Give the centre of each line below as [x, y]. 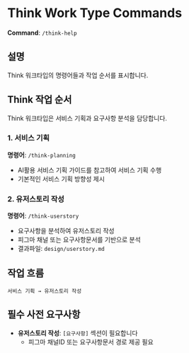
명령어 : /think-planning [42, 155]
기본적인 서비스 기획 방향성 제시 [61, 179]
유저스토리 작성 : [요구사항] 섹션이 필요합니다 [78, 333]
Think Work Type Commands [95, 13]
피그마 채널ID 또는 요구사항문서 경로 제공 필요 [91, 342]
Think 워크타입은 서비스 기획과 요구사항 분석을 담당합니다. [87, 118]
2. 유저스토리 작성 [36, 198]
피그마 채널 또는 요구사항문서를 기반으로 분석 [79, 240]
